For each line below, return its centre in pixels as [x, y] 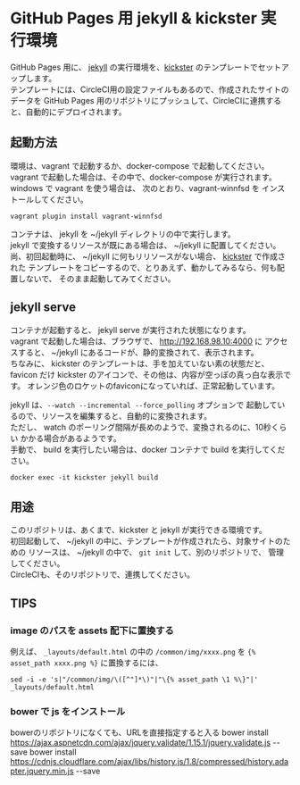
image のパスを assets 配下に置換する [92, 631]
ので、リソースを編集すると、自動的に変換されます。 [115, 415]
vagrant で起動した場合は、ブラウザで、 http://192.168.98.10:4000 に [136, 341]
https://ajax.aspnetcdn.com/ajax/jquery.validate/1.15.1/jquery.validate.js [141, 743]
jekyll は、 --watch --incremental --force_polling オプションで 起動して [144, 405]
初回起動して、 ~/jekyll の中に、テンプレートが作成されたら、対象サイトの [147, 541]
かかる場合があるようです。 [71, 438]
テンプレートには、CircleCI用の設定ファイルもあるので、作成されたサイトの [150, 89]
